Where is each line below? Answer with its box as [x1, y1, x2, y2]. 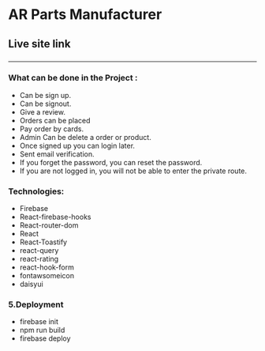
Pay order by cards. [19, 124, 84, 134]
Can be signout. [19, 99, 72, 108]
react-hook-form [19, 262, 75, 272]
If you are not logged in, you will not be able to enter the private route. [19, 166, 247, 175]
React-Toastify [19, 237, 68, 247]
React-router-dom [19, 221, 79, 230]
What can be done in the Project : [8, 73, 138, 84]
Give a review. [19, 107, 65, 116]
